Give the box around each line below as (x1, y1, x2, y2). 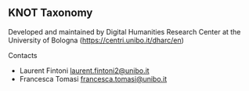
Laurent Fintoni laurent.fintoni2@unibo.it (19, 66, 150, 75)
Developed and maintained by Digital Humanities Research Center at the (8, 27, 241, 36)
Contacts (8, 50, 38, 60)
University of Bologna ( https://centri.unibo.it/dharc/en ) (8, 35, 184, 45)
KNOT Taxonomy (8, 6, 93, 20)
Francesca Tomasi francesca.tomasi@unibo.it (19, 74, 168, 83)
